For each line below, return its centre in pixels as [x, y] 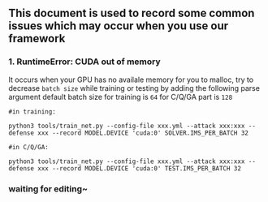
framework [37, 39]
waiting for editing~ [48, 188]
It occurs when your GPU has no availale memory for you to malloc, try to [131, 80]
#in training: [32, 112]
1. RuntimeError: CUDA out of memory [84, 62]
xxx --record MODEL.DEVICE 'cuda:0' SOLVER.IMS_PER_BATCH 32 [143, 133]
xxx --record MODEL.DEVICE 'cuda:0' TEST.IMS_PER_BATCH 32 [140, 168]
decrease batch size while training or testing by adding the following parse [134, 88]
